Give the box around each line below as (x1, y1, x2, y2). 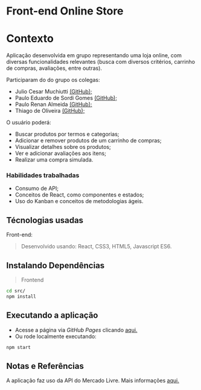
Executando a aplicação (6, 310, 98, 321)
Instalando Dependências (6, 260, 105, 271)
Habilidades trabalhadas (6, 171, 80, 180)
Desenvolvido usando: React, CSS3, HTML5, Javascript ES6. (21, 243, 172, 250)
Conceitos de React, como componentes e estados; (14, 191, 144, 198)
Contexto (6, 32, 54, 46)
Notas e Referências (6, 360, 85, 371)
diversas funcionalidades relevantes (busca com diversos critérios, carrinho (6, 58, 195, 66)
